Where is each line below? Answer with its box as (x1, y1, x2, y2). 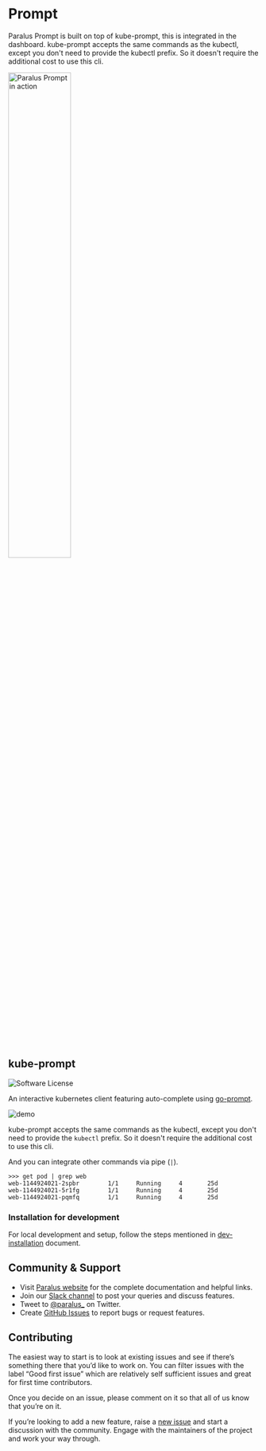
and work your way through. (8, 1433, 101, 1443)
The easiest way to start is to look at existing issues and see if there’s (8, 1351, 235, 1362)
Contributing (8, 1331, 73, 1344)
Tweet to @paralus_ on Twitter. (19, 1299, 121, 1308)
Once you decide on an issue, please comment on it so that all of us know (8, 1393, 250, 1402)
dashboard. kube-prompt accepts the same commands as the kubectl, (8, 39, 239, 49)
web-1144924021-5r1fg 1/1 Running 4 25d (8, 1186, 218, 1195)
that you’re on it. (8, 1401, 62, 1410)
